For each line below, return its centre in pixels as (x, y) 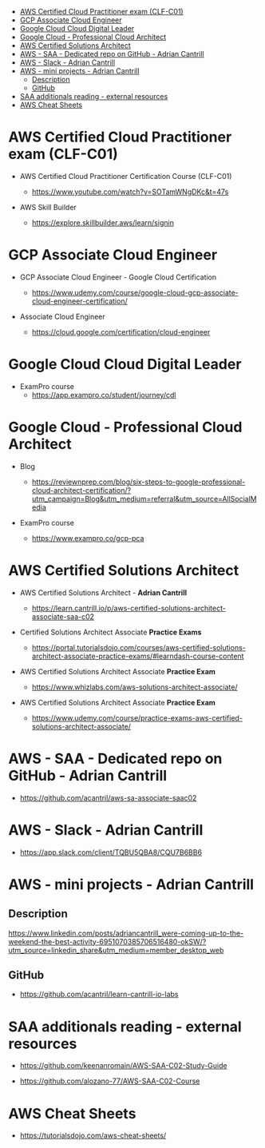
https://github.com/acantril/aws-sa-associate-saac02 (108, 797)
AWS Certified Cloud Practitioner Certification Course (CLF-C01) (126, 176)
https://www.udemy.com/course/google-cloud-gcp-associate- (135, 292)
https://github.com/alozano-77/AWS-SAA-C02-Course (110, 1081)
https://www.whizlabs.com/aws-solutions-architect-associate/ (134, 687)
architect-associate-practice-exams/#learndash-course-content (138, 656)
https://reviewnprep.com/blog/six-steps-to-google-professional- (138, 482)
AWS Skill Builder (48, 207)
